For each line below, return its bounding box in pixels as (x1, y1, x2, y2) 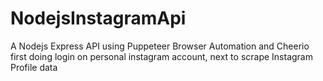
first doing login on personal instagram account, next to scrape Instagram (10, 50, 313, 62)
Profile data (10, 61, 58, 73)
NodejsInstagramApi (10, 7, 187, 30)
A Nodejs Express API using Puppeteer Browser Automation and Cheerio (10, 40, 310, 52)
